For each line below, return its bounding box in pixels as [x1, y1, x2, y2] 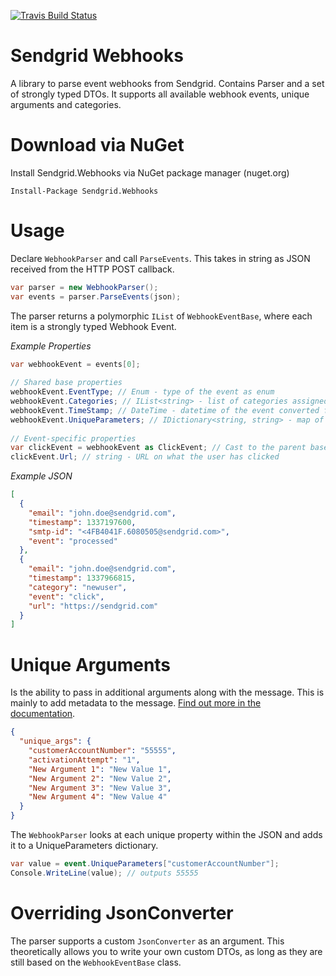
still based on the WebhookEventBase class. [10, 956, 182, 968]
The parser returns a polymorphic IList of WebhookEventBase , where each [10, 310, 313, 322]
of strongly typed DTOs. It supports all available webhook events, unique [10, 88, 310, 100]
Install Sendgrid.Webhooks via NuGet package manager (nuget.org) [10, 166, 290, 179]
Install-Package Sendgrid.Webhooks [10, 186, 159, 196]
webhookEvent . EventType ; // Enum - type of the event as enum [10, 387, 275, 397]
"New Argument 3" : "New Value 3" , [28, 783, 172, 793]
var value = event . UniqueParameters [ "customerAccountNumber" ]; [10, 859, 280, 869]
